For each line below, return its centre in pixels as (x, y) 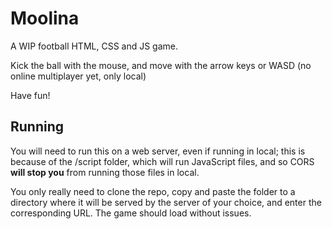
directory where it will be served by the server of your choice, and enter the (166, 202)
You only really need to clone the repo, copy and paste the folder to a (153, 191)
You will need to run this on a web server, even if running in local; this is (158, 151)
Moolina (45, 18)
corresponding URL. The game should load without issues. (131, 213)
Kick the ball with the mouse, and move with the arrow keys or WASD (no (161, 65)
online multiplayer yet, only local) (78, 76)
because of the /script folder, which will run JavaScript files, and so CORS (162, 161)
